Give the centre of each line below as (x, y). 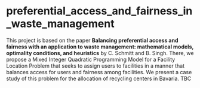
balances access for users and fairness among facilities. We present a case (99, 72)
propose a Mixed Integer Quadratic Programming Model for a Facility (91, 59)
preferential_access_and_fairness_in (99, 11)
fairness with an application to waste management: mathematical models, (100, 47)
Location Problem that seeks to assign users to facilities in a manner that (96, 66)
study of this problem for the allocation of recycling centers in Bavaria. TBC (99, 78)
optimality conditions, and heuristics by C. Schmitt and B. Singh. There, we (100, 53)
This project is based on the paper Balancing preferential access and (92, 40)
